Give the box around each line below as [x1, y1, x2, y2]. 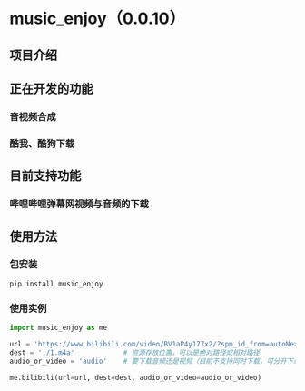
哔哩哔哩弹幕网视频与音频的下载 [9, 197, 150, 210]
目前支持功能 [9, 168, 82, 184]
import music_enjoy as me [9, 324, 107, 333]
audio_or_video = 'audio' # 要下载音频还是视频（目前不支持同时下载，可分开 [9, 356, 288, 366]
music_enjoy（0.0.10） [9, 8, 186, 29]
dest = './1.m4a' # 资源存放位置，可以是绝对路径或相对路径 [9, 347, 261, 357]
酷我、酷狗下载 [9, 137, 75, 150]
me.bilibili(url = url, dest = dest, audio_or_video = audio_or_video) [9, 373, 261, 382]
